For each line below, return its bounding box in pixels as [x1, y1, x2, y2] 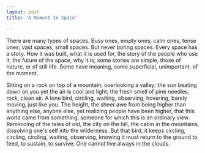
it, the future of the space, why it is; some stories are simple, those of [6, 56, 182, 64]
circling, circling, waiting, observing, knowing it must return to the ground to [6, 133, 198, 141]
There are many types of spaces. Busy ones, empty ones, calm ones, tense [6, 37, 197, 44]
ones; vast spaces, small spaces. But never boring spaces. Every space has [6, 43, 198, 51]
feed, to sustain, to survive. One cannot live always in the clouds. [6, 140, 170, 147]
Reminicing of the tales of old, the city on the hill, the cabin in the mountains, [6, 120, 199, 127]
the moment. [6, 69, 39, 76]
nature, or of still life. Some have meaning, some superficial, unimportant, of [6, 62, 198, 70]
